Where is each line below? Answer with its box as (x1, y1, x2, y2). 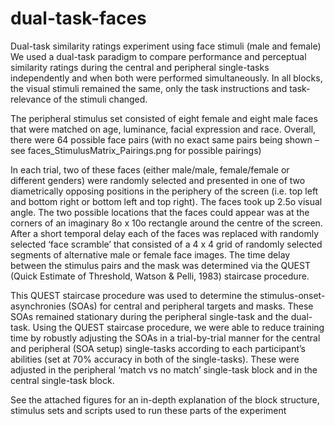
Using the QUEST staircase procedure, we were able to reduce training (32, 321, 325, 333)
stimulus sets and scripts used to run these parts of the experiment (10, 404, 287, 416)
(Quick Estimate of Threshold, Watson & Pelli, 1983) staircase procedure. (10, 270, 310, 282)
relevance (10, 93, 52, 105)
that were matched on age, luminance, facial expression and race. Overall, (10, 123, 317, 135)
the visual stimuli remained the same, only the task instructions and (10, 82, 288, 94)
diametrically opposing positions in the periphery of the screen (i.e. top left (10, 185, 319, 197)
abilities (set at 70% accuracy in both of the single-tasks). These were (10, 353, 300, 365)
